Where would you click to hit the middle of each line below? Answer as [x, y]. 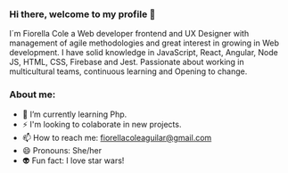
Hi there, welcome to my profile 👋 [82, 14]
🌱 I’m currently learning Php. [74, 114]
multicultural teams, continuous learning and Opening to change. [128, 71]
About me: [33, 95]
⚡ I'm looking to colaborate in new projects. [102, 124]
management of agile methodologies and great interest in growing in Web [144, 43]
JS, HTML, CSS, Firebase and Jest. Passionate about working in [127, 62]
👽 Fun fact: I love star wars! [73, 161]
